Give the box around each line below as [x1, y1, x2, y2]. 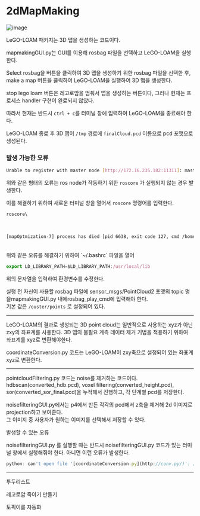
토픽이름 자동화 [6, 503, 42, 511]
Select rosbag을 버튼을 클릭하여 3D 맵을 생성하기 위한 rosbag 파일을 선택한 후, [6, 69, 191, 76]
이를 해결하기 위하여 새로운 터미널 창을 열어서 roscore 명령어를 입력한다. [6, 199, 174, 207]
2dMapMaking [6, 4, 80, 18]
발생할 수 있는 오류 [6, 429, 49, 436]
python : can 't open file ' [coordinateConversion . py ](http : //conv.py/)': [6, 460, 190, 467]
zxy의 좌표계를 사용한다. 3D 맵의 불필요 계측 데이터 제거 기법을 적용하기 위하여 [6, 328, 189, 335]
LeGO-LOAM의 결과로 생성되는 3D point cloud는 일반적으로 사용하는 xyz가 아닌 [6, 321, 193, 328]
